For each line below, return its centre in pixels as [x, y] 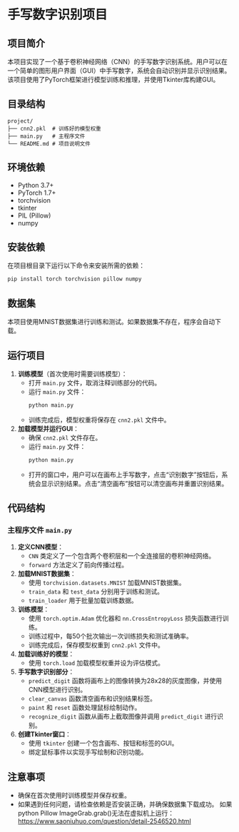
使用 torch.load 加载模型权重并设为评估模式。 [96, 663]
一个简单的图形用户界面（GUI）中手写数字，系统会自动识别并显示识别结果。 [119, 71]
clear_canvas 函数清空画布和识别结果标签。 [92, 699]
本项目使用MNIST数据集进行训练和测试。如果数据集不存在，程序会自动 [111, 322]
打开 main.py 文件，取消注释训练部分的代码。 [95, 382]
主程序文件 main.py [40, 530]
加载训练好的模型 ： [46, 654]
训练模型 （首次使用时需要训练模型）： [72, 374]
